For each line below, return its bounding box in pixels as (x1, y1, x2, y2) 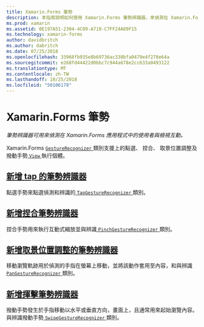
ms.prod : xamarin (6, 20, 50, 26)
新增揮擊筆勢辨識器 (6, 289, 78, 299)
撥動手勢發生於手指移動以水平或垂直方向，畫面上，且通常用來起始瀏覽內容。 (6, 306, 198, 314)
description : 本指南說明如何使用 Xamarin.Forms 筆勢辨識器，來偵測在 (6, 15, 169, 21)
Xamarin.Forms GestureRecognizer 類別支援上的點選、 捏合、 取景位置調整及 (6, 144, 197, 152)
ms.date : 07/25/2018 (6, 49, 59, 55)
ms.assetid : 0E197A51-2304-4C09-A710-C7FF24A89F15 (6, 25, 137, 32)
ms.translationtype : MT (6, 65, 67, 72)
